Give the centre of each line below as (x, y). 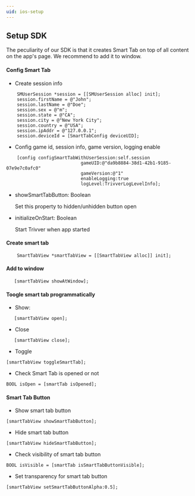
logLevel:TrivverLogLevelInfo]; (121, 184)
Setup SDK (27, 36)
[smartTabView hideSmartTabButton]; (51, 444)
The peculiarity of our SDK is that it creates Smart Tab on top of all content (97, 50)
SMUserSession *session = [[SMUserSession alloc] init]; (89, 94)
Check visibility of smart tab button (58, 454)
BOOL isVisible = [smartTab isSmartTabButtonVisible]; (76, 465)
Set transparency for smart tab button (61, 476)
